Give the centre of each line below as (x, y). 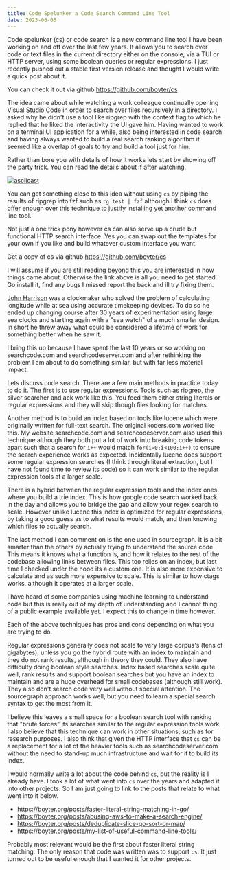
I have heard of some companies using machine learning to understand (108, 596)
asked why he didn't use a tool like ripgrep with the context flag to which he (114, 117)
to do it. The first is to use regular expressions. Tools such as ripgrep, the (111, 390)
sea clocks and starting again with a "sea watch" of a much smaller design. (114, 319)
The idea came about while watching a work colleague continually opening (113, 102)
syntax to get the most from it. (50, 703)
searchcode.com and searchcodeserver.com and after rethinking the (104, 355)
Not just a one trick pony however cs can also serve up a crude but (102, 229)
